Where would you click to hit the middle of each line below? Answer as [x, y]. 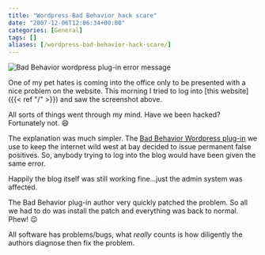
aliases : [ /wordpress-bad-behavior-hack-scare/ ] [90, 45]
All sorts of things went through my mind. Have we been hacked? [114, 114]
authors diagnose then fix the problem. [72, 243]
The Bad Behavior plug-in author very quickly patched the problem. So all [128, 203]
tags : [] [23, 37]
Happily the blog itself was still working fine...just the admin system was [125, 179]
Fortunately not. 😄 [39, 123]
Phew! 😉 [23, 219]
